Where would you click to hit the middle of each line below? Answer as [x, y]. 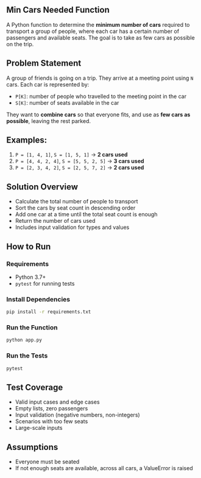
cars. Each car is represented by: [48, 84]
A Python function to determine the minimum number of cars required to [98, 24]
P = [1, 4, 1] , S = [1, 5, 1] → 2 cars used [71, 155]
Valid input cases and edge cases [57, 402]
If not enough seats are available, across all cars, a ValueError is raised [104, 468]
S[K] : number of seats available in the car [67, 102]
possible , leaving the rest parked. [49, 121]
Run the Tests [27, 356]
